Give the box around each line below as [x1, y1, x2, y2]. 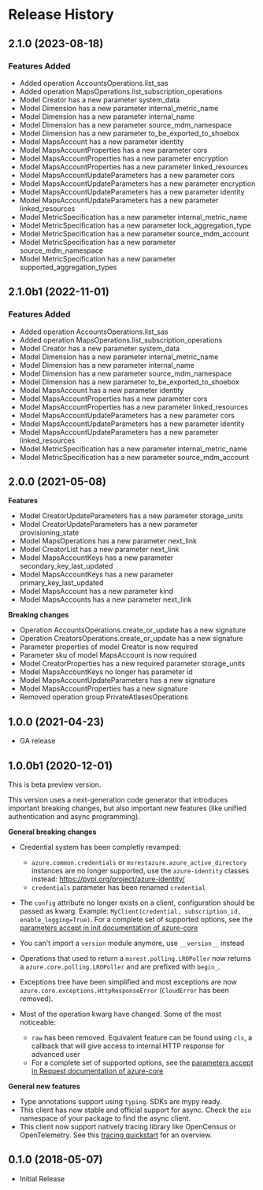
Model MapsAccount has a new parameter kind [19, 587, 174, 596]
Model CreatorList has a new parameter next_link [19, 545, 180, 554]
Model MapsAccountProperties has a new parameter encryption [19, 154, 228, 163]
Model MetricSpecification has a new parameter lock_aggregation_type [19, 221, 252, 230]
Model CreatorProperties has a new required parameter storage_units [19, 659, 246, 669]
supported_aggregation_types [19, 262, 117, 272]
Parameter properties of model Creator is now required [19, 642, 198, 651]
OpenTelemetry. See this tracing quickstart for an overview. [19, 1130, 213, 1140]
